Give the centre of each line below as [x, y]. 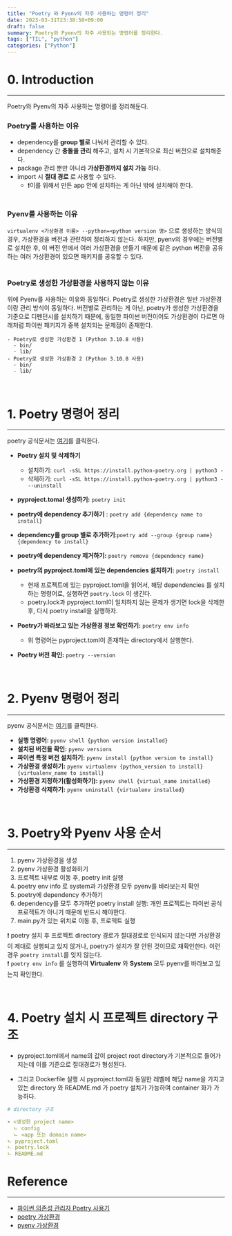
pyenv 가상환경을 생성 [47, 860]
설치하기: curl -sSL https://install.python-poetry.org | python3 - [125, 470]
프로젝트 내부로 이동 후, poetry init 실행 [70, 878]
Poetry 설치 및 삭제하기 [49, 456]
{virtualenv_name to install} [61, 773]
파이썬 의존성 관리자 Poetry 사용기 [64, 1208]
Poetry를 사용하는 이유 [43, 126]
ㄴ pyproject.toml [33, 1141]
